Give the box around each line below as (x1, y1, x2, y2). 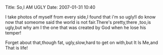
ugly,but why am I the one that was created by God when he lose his (5, 24, 146, 30)
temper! (5, 30, 21, 35)
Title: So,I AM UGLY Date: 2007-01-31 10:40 (5, 4, 95, 10)
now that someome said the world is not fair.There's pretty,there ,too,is (5, 19, 151, 25)
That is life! (5, 45, 28, 50)
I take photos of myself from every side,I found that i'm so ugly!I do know (5, 14, 156, 19)
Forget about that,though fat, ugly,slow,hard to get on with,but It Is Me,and (5, 39, 158, 45)
